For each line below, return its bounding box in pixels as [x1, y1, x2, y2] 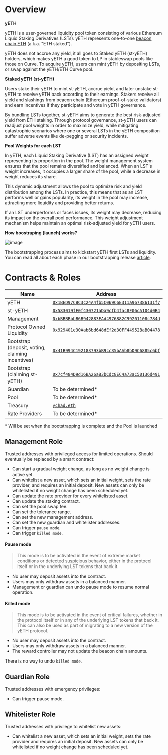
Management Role [5, 437, 63, 446]
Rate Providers [7, 410, 42, 417]
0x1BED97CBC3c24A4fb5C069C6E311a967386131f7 [52, 299, 160, 305]
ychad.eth [52, 402, 76, 408]
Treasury [7, 402, 29, 409]
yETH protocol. [17, 628, 49, 634]
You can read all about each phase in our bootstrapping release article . [5, 254, 151, 260]
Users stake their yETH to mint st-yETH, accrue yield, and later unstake [5, 85, 152, 91]
